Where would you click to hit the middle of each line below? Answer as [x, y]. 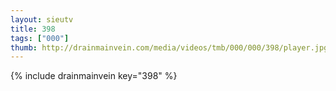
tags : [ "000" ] [40, 38]
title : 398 [33, 29]
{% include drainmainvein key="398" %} [94, 76]
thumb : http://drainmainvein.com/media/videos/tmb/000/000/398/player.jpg [169, 47]
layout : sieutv [42, 19]
